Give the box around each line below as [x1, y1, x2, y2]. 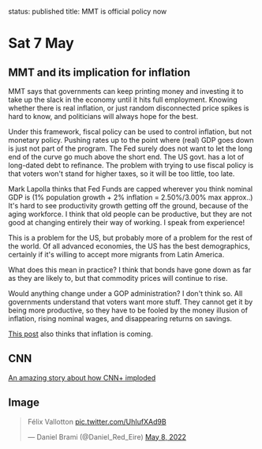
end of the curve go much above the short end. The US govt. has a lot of [8, 152, 245, 161]
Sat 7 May [8, 35, 75, 52]
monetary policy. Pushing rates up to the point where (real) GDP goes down [8, 136, 254, 144]
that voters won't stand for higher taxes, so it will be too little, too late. [8, 169, 235, 178]
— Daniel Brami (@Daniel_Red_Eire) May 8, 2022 [27, 432, 187, 441]
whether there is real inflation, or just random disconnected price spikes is [8, 103, 250, 113]
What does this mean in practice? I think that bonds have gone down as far [8, 265, 252, 275]
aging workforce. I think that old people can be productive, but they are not [8, 209, 253, 219]
